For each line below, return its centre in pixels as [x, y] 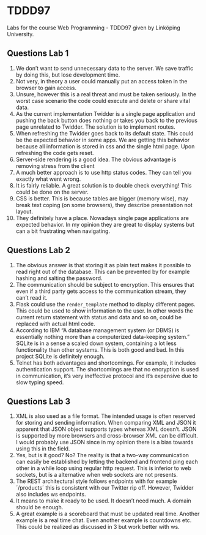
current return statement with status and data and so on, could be [99, 317]
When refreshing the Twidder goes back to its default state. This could [105, 133]
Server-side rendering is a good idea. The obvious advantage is [96, 159]
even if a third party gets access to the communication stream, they [101, 291]
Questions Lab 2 [39, 250]
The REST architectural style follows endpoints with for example [96, 481]
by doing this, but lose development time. [68, 75]
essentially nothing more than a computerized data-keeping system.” [103, 336]
